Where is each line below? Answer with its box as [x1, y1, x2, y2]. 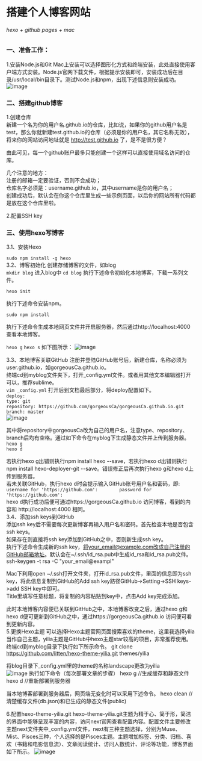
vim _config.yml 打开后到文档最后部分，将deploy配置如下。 [6, 387, 155, 394]
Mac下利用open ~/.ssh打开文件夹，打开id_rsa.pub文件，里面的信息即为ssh [6, 570, 192, 577]
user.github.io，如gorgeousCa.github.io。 [6, 364, 110, 371]
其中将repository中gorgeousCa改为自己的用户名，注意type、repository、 [6, 427, 188, 434]
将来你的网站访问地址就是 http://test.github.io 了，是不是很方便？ [6, 136, 168, 143]
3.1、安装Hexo [6, 243, 41, 250]
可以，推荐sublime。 [6, 379, 58, 386]
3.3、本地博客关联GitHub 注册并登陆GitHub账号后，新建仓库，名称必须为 [6, 356, 187, 364]
